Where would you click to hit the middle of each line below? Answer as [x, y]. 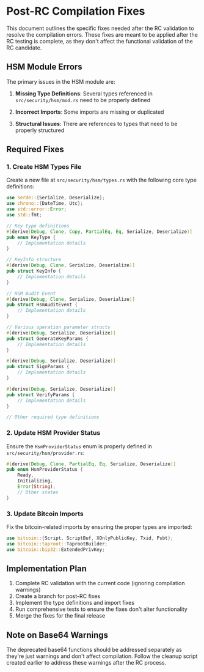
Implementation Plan [47, 569]
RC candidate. [24, 48]
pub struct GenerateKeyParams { [47, 338]
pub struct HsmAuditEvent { [42, 305]
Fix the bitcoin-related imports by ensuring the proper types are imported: [99, 527]
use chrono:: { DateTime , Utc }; [45, 204]
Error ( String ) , [37, 487]
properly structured [40, 130]
